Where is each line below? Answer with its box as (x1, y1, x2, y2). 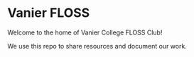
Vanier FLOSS (7, 5, 90, 21)
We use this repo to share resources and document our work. (7, 42, 187, 50)
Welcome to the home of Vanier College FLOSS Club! (7, 28, 163, 37)
